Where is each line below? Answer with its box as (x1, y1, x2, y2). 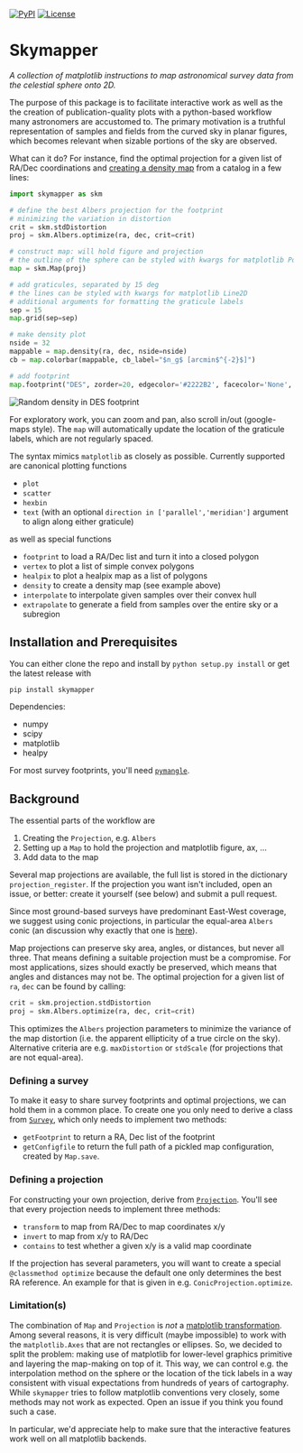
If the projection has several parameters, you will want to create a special (9, 1257, 281, 1268)
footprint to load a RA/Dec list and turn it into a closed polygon (22, 551, 260, 561)
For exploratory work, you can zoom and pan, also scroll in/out (9, 413, 243, 424)
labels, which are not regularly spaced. (9, 433, 154, 444)
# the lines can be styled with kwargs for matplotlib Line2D (9, 289, 248, 298)
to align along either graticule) (22, 515, 134, 527)
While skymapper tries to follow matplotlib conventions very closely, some (9, 1386, 280, 1398)
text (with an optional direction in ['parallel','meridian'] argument (22, 506, 289, 517)
